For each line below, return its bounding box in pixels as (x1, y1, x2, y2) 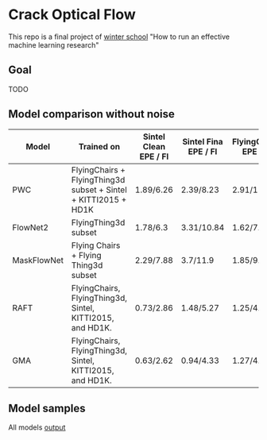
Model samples (8, 401, 86, 415)
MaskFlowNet (12, 254, 64, 265)
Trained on (78, 141, 121, 152)
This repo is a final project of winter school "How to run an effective (8, 32, 230, 41)
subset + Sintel (71, 184, 127, 195)
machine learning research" (8, 40, 99, 49)
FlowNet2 (12, 222, 49, 233)
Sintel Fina (182, 136, 224, 147)
